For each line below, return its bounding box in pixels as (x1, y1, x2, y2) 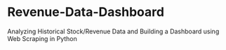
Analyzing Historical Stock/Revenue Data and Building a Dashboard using (7, 27, 220, 35)
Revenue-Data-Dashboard (7, 4, 165, 20)
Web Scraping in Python (7, 34, 77, 42)
